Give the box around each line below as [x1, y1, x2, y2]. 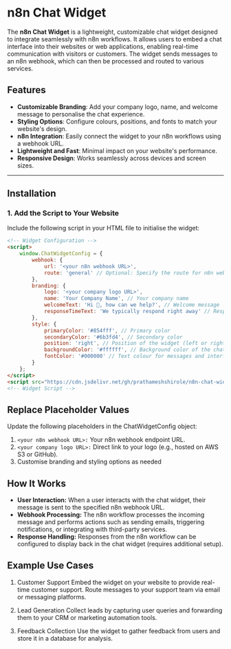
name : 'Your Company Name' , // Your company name [43, 295, 189, 302]
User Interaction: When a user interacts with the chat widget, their [16, 496, 206, 504]
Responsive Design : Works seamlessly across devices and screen [16, 154, 206, 162]
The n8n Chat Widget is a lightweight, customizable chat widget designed [7, 28, 218, 36]
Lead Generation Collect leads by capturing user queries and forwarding [16, 606, 223, 615]
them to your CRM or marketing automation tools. [16, 613, 157, 621]
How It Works [7, 477, 67, 489]
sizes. [16, 161, 34, 170]
